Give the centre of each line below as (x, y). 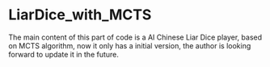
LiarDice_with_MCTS (80, 15)
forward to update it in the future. (64, 54)
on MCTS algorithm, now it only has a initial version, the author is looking (130, 45)
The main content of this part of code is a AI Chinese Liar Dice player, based (135, 37)
